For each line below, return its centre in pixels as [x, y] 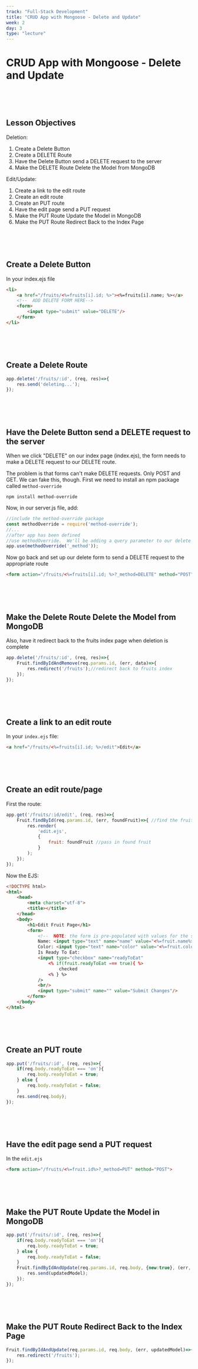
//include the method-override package [55, 519]
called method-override [34, 486]
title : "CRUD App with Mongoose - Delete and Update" [74, 17]
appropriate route [27, 564]
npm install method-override [42, 497]
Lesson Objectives [41, 123]
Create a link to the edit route [50, 191]
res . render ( [42, 826]
